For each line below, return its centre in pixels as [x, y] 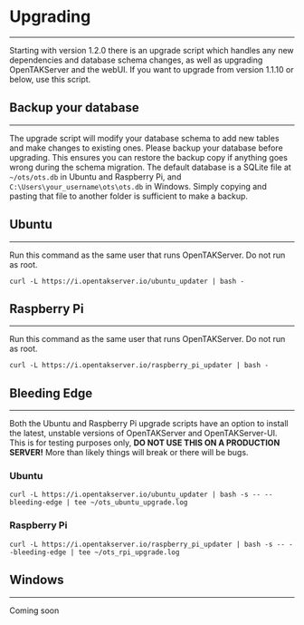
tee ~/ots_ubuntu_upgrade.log [131, 503]
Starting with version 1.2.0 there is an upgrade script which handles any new [152, 50]
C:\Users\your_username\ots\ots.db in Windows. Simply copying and [138, 186]
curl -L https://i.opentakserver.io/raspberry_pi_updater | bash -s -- [147, 544]
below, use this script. [50, 79]
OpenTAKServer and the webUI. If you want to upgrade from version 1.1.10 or [152, 69]
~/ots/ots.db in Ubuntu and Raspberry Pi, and [95, 176]
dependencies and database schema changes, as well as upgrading [136, 60]
